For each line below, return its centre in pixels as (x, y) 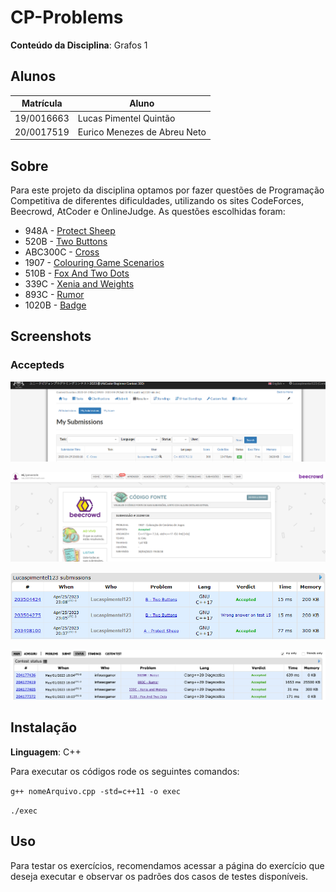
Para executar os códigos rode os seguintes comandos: (125, 771)
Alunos (33, 76)
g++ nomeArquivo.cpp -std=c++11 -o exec (96, 791)
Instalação (44, 727)
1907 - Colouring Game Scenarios (94, 263)
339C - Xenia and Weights (79, 284)
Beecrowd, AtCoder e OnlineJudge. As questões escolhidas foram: (148, 212)
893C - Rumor (54, 295)
